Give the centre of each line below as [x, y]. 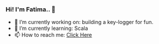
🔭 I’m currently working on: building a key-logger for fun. [84, 22]
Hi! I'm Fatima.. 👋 [31, 9]
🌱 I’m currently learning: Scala [51, 28]
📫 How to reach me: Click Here [53, 35]
